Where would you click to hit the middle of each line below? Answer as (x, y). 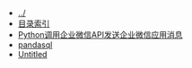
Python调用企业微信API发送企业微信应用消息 (100, 34)
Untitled (32, 54)
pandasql (35, 45)
